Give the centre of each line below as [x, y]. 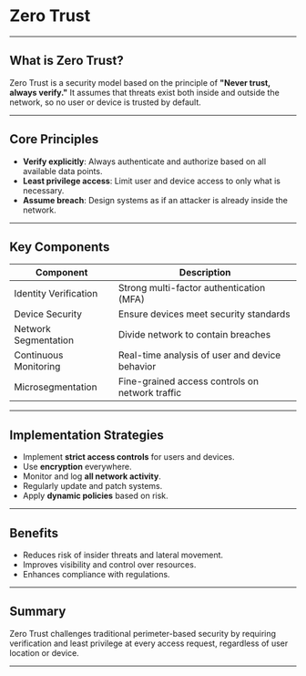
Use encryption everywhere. [77, 467]
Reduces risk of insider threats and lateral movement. [123, 555]
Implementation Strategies [87, 435]
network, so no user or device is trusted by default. [106, 102]
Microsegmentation [56, 387]
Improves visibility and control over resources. [109, 565]
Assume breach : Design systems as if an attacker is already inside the [155, 200]
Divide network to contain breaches [194, 335]
